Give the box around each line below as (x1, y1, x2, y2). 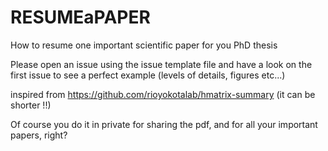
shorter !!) (10, 99, 52, 111)
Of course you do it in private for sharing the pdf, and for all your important (10, 118, 318, 130)
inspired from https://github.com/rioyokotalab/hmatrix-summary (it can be (10, 88, 316, 100)
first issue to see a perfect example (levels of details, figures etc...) (10, 69, 286, 81)
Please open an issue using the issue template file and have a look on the (10, 58, 313, 70)
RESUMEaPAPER (10, 6, 151, 29)
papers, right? (10, 129, 68, 141)
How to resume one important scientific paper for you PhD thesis (10, 39, 278, 51)
